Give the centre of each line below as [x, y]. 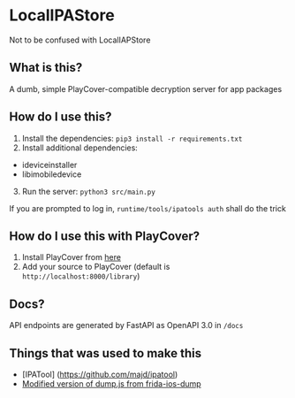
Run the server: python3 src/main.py [89, 191]
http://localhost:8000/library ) [81, 276]
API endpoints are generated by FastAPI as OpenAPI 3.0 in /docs [126, 325]
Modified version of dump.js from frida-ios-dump [111, 384]
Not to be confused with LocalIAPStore [80, 40]
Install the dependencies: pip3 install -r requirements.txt [132, 138]
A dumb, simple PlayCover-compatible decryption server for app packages [146, 88]
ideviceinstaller [49, 165]
